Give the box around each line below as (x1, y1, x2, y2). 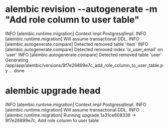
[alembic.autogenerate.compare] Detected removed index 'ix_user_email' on (5, 46, 163, 52)
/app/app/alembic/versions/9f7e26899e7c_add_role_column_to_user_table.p (5, 62, 163, 68)
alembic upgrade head (5, 85, 101, 97)
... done (9, 67, 25, 73)
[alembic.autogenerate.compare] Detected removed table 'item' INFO (5, 41, 149, 47)
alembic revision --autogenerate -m (5, 3, 157, 15)
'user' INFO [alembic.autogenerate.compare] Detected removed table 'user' (5, 51, 162, 58)
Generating (5, 57, 29, 63)
